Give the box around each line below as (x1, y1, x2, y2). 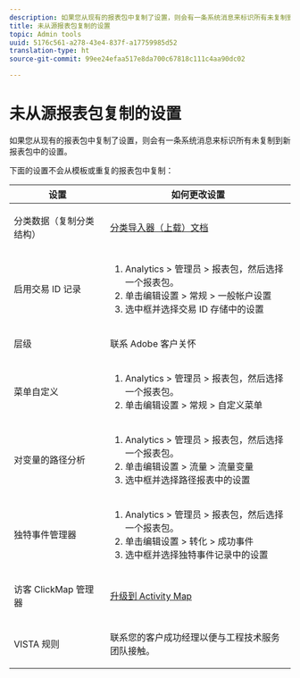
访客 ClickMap (13, 582, 74, 595)
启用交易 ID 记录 (13, 282, 82, 295)
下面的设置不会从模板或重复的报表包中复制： (9, 164, 174, 175)
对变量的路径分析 (13, 453, 87, 465)
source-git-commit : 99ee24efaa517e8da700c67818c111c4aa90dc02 (9, 54, 246, 63)
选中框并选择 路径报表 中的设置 (124, 473, 251, 486)
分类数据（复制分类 (13, 214, 96, 227)
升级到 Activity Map (110, 590, 192, 602)
